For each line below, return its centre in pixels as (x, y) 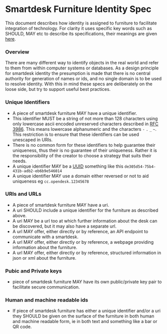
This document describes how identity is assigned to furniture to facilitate (81, 23)
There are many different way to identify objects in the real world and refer (82, 63)
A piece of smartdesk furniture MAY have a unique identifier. (75, 113)
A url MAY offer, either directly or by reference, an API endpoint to (80, 231)
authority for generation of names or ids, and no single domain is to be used (83, 79)
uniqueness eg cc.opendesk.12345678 (50, 181)
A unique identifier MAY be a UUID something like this (68, 166)
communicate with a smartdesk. (45, 237)
